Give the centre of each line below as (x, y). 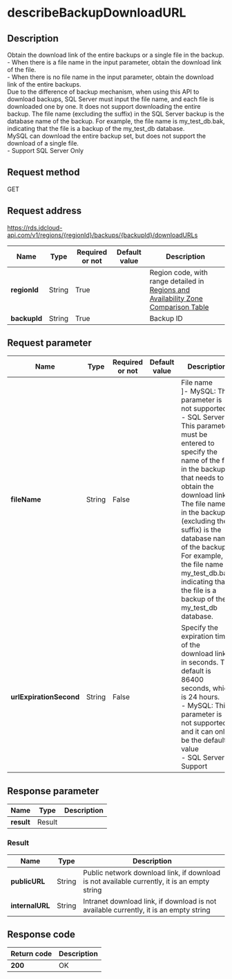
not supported (204, 409)
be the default (203, 741)
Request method (43, 172)
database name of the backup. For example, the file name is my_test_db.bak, (116, 121)
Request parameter (49, 343)
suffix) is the (201, 530)
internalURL (30, 906)
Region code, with (179, 272)
